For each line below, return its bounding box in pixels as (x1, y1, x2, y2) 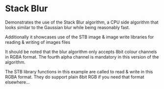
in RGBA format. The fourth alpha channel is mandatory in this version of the (5, 54, 159, 59)
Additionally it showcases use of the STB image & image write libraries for (5, 34, 154, 40)
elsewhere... (5, 79, 30, 85)
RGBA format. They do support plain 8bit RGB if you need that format (5, 74, 144, 80)
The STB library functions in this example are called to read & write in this (5, 68, 153, 74)
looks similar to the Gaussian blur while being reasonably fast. (5, 24, 130, 30)
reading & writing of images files (5, 39, 70, 45)
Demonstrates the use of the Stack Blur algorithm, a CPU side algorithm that (5, 19, 159, 25)
